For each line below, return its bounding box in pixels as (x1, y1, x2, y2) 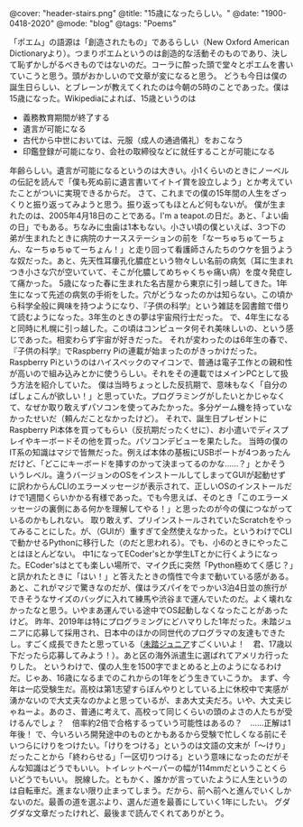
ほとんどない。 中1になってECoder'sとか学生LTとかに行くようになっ (24, 548, 279, 559)
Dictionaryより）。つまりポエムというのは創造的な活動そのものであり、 (9, 48, 272, 59)
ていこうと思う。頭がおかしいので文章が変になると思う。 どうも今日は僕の (9, 70, 288, 81)
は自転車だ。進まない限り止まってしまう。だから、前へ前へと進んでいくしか (9, 786, 292, 795)
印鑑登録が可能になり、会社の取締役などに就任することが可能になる (22, 146, 276, 156)
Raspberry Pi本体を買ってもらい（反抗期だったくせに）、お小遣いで (9, 425, 258, 435)
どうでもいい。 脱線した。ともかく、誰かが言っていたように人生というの (16, 774, 288, 785)
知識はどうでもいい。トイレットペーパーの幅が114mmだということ (24, 763, 272, 773)
